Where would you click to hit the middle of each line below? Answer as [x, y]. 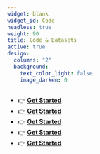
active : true [26, 47]
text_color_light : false [56, 73]
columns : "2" [33, 60]
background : [31, 67]
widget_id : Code [31, 21]
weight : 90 [23, 34]
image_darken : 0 [44, 80]
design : [19, 54]
